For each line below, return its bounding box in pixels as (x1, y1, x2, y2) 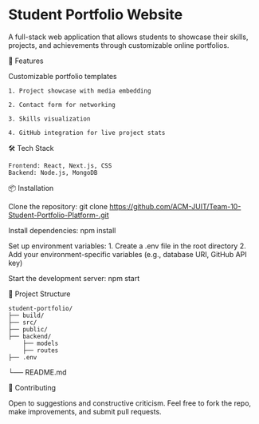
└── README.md (8, 367, 67, 377)
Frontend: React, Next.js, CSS (8, 161, 112, 169)
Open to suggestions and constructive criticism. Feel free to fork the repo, (8, 398, 252, 408)
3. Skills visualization (8, 114, 91, 123)
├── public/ (8, 325, 48, 333)
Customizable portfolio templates (8, 71, 117, 81)
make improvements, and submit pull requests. (8, 406, 162, 416)
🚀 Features (8, 56, 44, 65)
